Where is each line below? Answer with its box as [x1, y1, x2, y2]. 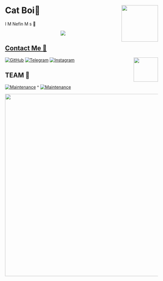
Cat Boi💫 [5, 5, 40, 16]
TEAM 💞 [5, 71, 30, 80]
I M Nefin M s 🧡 [5, 21, 36, 27]
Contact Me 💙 [5, 44, 47, 53]
